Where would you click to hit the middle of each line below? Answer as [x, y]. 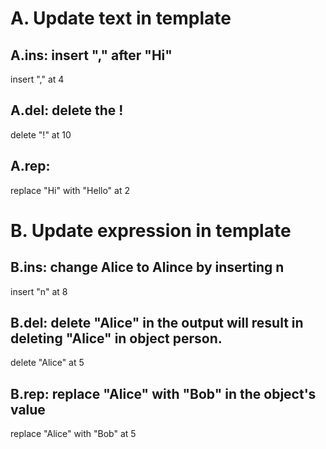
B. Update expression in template [151, 230]
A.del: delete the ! [67, 110]
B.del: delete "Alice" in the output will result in [157, 323]
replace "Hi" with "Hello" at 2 [70, 190]
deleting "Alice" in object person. [116, 338]
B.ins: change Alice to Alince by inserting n [147, 267]
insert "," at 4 [37, 79]
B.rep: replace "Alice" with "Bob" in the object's [163, 393]
